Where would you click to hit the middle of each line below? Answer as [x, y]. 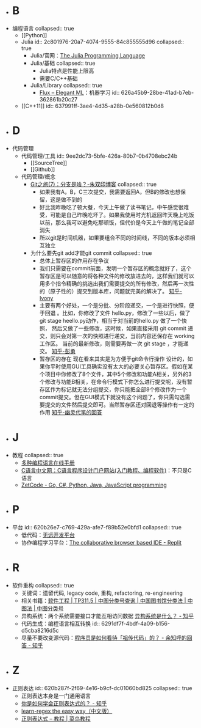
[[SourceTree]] [49, 163]
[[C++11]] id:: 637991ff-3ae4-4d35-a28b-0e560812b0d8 [93, 106]
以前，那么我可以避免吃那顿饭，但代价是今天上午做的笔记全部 [117, 222]
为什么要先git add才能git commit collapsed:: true [91, 253]
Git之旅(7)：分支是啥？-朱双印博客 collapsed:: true [93, 184]
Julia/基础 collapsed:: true [63, 63]
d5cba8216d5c [40, 630]
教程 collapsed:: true [38, 455]
